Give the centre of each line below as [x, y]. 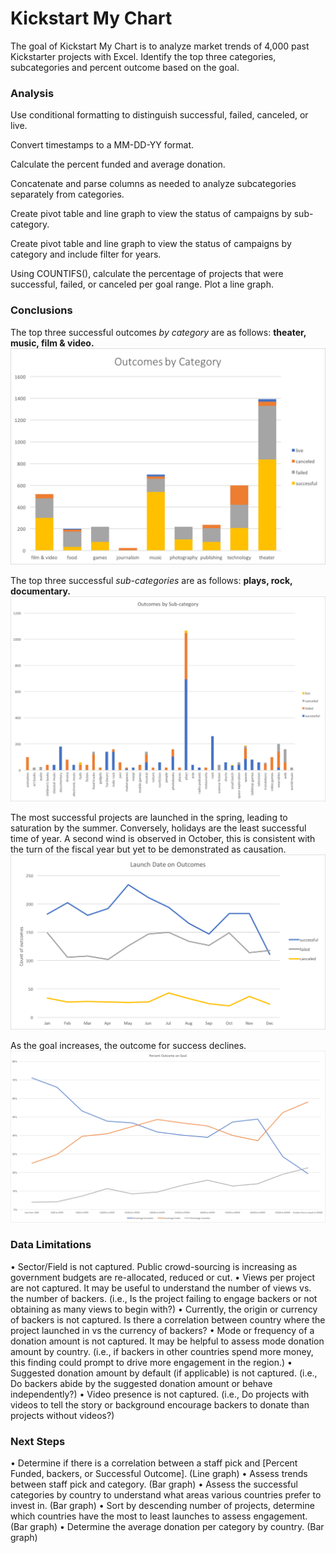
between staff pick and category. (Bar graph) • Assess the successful [154, 1484]
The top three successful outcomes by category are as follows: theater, [158, 332]
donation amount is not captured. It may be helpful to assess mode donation [167, 1341]
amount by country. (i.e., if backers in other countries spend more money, [162, 1351]
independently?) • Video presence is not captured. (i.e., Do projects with [160, 1394]
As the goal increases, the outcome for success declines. [128, 1045]
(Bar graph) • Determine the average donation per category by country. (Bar [167, 1527]
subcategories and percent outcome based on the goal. [125, 67]
